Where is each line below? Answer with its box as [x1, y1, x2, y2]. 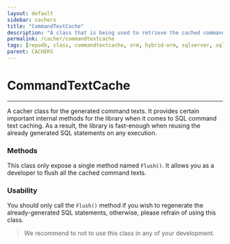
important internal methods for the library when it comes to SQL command [7, 114, 217, 122]
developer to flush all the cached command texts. [7, 169, 147, 177]
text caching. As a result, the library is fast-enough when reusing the [7, 121, 201, 130]
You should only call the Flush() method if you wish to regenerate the [7, 202, 204, 210]
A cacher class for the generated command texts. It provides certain [7, 107, 200, 115]
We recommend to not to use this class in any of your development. [23, 229, 215, 237]
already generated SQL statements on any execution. [7, 128, 157, 137]
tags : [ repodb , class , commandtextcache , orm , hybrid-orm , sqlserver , [7, 42, 213, 49]
